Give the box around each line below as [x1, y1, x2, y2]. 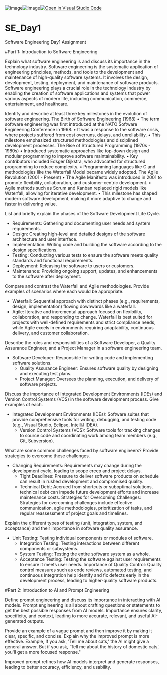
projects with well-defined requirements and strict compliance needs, [12, 319, 156, 325]
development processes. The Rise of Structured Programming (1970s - [5, 142, 151, 148]
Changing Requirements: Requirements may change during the [12, 462, 142, 468]
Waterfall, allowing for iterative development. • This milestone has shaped [5, 190, 157, 196]
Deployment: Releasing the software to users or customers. [12, 263, 135, 269]
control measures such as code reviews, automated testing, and [19, 567, 152, 573]
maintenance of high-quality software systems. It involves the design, [5, 74, 148, 80]
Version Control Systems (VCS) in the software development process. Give [5, 396, 159, 402]
